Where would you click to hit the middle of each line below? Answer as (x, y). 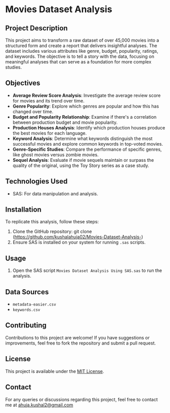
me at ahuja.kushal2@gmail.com (39, 405)
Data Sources (27, 292)
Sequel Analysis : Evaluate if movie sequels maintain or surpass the (83, 160)
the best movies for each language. (50, 133)
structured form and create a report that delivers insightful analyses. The (81, 46)
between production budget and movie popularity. (65, 122)
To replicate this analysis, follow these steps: (52, 222)
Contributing (26, 325)
